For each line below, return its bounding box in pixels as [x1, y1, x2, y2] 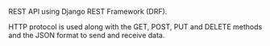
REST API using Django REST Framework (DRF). [8, 7, 168, 16]
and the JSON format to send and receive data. [8, 31, 165, 40]
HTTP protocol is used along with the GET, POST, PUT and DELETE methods [8, 22, 263, 31]
